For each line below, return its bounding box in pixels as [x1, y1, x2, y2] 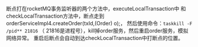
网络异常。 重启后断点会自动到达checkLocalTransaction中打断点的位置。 [6, 35, 184, 41]
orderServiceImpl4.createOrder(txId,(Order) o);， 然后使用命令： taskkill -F [6, 20, 193, 26]
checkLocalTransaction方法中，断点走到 [6, 12, 105, 19]
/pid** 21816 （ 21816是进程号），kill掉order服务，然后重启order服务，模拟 [6, 27, 189, 34]
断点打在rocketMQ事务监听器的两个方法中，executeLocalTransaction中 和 [6, 5, 186, 12]
